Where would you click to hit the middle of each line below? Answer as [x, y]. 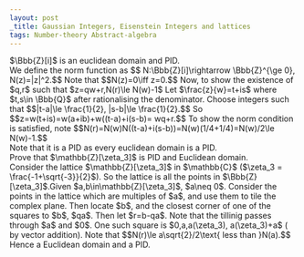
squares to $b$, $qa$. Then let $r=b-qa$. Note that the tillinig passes [141, 216]
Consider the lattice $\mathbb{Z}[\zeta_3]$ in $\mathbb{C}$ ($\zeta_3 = [146, 167]
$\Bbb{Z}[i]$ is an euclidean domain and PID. [95, 61]
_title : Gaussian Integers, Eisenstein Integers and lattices [130, 26]
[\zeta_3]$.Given [41, 187]
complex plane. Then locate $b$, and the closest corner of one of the [140, 206]
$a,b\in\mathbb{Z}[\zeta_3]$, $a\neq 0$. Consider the [175, 187]
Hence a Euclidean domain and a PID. [80, 245]
